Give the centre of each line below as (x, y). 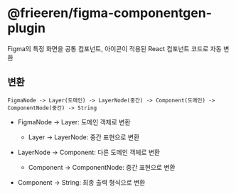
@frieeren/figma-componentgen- (109, 13)
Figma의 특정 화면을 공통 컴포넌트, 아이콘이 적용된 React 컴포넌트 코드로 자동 (114, 48)
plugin (27, 28)
